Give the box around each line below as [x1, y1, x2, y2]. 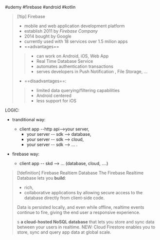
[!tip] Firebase [17, 14, 45, 19]
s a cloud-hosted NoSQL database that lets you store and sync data [17, 219, 155, 224]
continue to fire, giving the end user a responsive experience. [17, 209, 141, 215]
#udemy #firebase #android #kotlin [5, 4, 76, 10]
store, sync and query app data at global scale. [17, 229, 112, 235]
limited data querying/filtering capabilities [36, 88, 120, 93]
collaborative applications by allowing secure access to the [24, 190, 143, 195]
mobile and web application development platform [24, 23, 125, 29]
